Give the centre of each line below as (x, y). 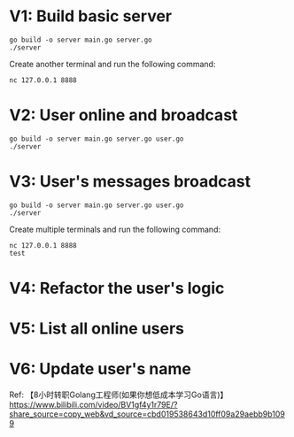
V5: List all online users (97, 329)
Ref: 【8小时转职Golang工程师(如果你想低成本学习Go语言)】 (119, 395)
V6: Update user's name (101, 369)
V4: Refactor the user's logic (117, 288)
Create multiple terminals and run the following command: (115, 229)
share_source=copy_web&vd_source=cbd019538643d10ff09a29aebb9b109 (147, 414)
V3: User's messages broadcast (130, 182)
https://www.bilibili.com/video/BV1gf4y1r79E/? (93, 405)
